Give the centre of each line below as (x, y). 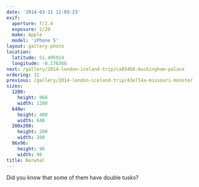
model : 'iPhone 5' (36, 40)
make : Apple (27, 35)
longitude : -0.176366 (39, 63)
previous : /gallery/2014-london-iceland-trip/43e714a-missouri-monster (99, 80)
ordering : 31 (23, 75)
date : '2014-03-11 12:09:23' (43, 12)
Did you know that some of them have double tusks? (73, 178)
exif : (13, 18)
